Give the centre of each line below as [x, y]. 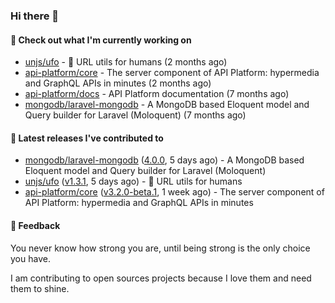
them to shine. [40, 288]
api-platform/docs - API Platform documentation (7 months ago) [157, 94]
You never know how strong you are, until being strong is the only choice [160, 248]
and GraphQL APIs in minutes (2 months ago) [118, 83]
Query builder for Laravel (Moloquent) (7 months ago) [135, 115]
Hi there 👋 [35, 16]
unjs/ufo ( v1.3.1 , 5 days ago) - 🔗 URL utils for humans [133, 181]
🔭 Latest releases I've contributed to [87, 138]
